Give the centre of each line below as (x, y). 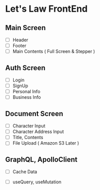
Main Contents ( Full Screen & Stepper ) (54, 51)
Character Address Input (38, 132)
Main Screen (26, 28)
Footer (19, 46)
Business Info (27, 97)
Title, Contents (28, 138)
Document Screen (34, 113)
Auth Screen (25, 67)
